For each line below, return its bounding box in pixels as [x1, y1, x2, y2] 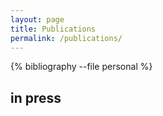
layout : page [10, 14, 65, 25]
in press [10, 89, 62, 106]
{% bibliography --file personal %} [10, 61, 153, 73]
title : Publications [10, 24, 97, 34]
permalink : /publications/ [10, 33, 123, 43]
